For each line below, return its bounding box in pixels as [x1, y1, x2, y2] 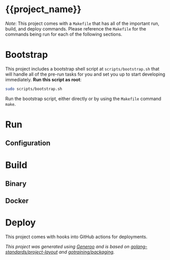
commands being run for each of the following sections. [5, 31, 123, 37]
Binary [5, 179, 27, 188]
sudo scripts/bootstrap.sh [5, 86, 62, 91]
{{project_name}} [5, 4, 82, 15]
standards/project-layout [5, 249, 58, 255]
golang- [130, 244, 148, 250]
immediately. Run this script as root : [5, 76, 82, 82]
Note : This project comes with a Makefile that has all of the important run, [5, 20, 160, 26]
